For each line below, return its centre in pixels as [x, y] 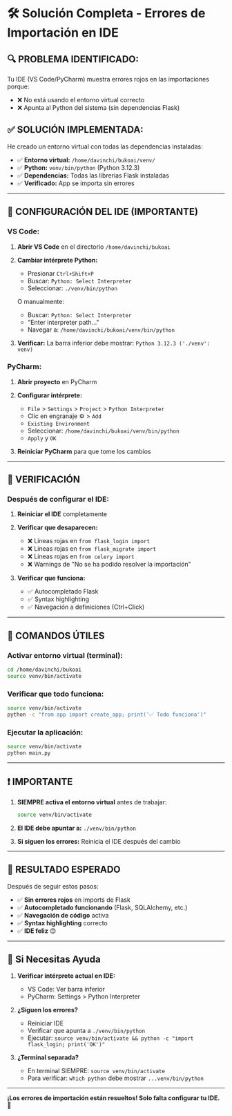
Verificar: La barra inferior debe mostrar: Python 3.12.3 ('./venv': [114, 343]
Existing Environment [58, 424]
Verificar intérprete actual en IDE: [66, 976]
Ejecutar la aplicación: [45, 732]
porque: [18, 86]
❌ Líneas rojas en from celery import [81, 556]
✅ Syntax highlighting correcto [62, 923]
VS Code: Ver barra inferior [66, 990]
